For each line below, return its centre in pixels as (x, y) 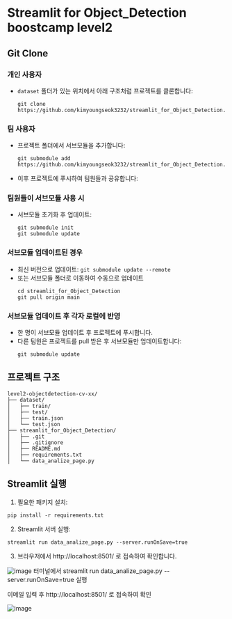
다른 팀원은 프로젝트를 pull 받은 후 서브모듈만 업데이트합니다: (99, 341)
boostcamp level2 (60, 28)
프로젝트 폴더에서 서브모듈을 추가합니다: (71, 146)
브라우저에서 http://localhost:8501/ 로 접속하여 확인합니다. (97, 556)
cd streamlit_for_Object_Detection (69, 291)
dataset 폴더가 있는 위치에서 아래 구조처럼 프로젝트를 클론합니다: (105, 91)
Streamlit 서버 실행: (44, 529)
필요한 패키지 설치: (42, 502)
